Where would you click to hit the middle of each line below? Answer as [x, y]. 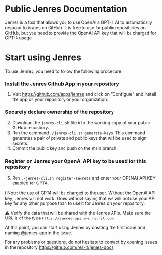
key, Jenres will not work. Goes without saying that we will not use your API [81, 198]
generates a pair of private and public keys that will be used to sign [79, 138]
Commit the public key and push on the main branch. [65, 148]
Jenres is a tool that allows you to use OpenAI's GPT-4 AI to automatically [79, 22]
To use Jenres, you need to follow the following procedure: [64, 71]
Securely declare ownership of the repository [60, 112]
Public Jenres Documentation [66, 9]
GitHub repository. [30, 128]
